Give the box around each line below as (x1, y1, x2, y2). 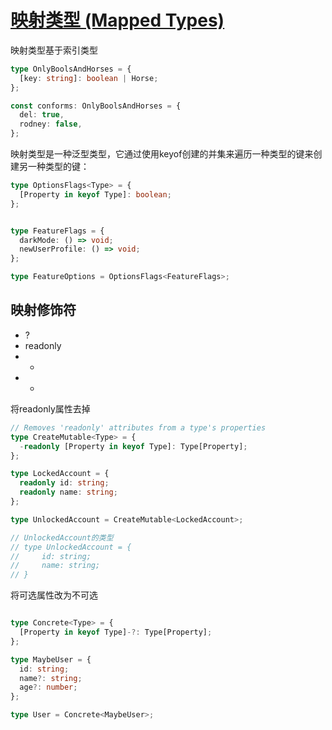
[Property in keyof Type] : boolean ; (19, 189, 172, 200)
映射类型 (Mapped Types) (10, 9, 225, 32)
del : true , (19, 110, 65, 120)
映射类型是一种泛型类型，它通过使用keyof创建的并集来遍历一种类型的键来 (10, 148, 314, 160)
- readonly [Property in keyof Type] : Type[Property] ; (19, 441, 248, 451)
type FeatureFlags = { (10, 226, 105, 236)
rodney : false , (19, 119, 83, 130)
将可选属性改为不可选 (10, 589, 98, 601)
